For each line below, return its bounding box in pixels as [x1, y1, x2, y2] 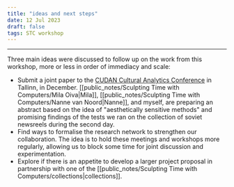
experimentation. [17, 150, 66, 158]
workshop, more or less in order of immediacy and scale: [7, 63, 171, 71]
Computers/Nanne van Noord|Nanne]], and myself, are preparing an [17, 98, 214, 106]
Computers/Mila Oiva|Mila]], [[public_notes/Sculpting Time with [17, 91, 201, 99]
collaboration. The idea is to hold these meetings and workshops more [17, 135, 220, 143]
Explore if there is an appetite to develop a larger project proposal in [17, 157, 213, 165]
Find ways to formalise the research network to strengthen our [17, 128, 197, 136]
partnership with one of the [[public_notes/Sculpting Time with [17, 165, 198, 173]
